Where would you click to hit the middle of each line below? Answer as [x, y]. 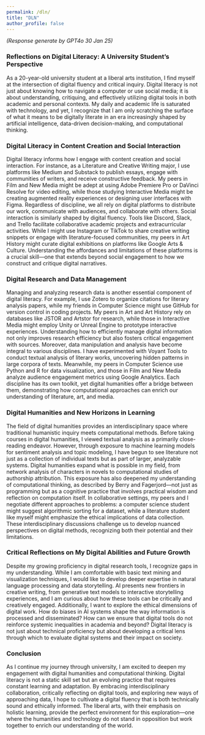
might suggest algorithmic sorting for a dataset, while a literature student [98, 511]
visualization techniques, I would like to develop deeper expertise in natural [101, 579]
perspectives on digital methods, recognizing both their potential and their [100, 530]
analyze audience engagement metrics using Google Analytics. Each [93, 377]
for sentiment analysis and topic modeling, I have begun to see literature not [102, 452]
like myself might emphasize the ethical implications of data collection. [95, 517]
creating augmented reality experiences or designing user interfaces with [99, 198]
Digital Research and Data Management [66, 279]
